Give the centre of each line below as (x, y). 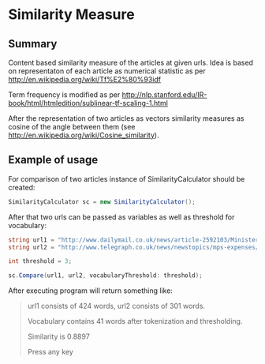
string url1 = (32, 240)
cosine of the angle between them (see (72, 127)
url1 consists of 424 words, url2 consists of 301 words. (116, 306)
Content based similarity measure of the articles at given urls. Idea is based (131, 62)
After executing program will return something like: (91, 291)
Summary (33, 44)
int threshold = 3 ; (40, 261)
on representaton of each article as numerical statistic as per (107, 71)
